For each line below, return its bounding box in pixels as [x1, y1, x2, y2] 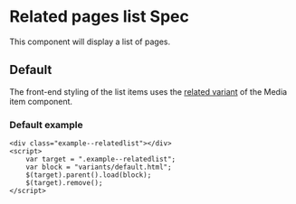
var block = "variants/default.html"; [25, 162, 172, 172]
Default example [9, 118, 83, 131]
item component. [9, 96, 73, 107]
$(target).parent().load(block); [25, 171, 152, 180]
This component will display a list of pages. [9, 36, 170, 47]
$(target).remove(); [25, 179, 103, 188]
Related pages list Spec [9, 6, 190, 27]
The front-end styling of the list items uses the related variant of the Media [9, 86, 288, 97]
